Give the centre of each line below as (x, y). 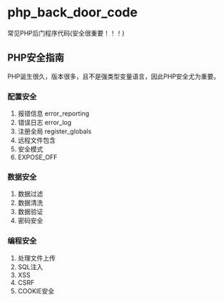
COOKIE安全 (36, 291)
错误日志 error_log (45, 123)
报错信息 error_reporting (53, 114)
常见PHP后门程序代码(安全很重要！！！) (66, 33)
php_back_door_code (72, 12)
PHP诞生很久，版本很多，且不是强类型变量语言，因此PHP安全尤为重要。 (114, 76)
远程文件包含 (36, 141)
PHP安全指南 (36, 58)
